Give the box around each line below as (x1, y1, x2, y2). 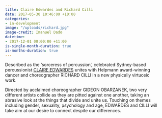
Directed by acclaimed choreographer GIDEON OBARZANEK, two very (5, 87, 147, 93)
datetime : (5, 35, 26, 40)
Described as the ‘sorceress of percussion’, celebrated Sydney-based (5, 62, 146, 68)
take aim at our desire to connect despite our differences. (5, 107, 121, 113)
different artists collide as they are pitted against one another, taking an (5, 92, 149, 98)
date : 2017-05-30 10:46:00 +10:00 (5, 12, 76, 17)
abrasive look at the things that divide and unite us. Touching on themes (5, 97, 151, 103)
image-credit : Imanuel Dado (5, 30, 63, 35)
